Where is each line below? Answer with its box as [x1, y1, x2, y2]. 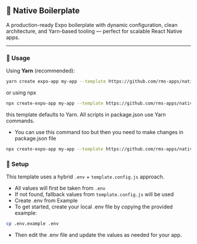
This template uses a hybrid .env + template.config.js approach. [6, 173, 165, 180]
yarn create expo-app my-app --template [6, 78, 107, 85]
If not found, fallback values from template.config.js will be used [14, 191, 174, 198]
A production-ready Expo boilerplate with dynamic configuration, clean [6, 21, 178, 28]
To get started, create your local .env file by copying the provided [14, 203, 173, 211]
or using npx [6, 89, 36, 96]
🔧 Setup [6, 160, 29, 168]
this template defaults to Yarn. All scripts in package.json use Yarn [6, 111, 166, 118]
